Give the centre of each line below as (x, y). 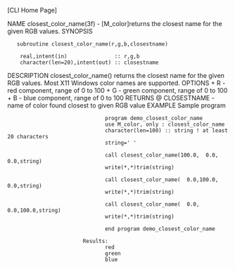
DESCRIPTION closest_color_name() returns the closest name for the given (116, 76)
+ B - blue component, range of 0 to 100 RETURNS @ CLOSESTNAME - (111, 98)
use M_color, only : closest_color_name (165, 124)
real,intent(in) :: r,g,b (80, 56)
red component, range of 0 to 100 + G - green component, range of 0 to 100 (118, 90)
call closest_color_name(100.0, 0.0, (161, 155)
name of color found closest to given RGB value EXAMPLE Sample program (117, 105)
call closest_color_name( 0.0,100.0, (161, 180)
